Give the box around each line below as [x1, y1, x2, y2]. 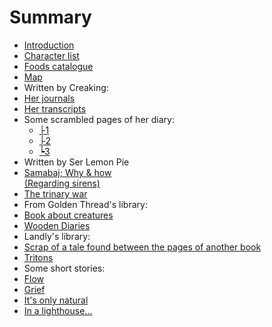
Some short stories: [23, 262, 106, 274]
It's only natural [23, 294, 89, 306]
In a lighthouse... [23, 304, 93, 316]
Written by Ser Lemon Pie [23, 156, 130, 168]
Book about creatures [23, 209, 114, 221]
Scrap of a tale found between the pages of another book [23, 241, 262, 253]
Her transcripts [23, 102, 87, 115]
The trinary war [23, 187, 88, 200]
